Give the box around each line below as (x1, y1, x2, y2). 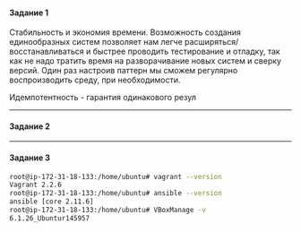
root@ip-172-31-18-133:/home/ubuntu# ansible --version (9, 189, 222, 198)
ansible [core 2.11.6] (9, 197, 94, 206)
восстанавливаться (9, 46, 85, 57)
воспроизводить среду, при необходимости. (9, 74, 181, 85)
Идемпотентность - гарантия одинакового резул (9, 92, 197, 103)
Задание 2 (9, 121, 51, 132)
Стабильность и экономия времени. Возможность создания (9, 27, 242, 38)
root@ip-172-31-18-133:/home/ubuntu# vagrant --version (9, 172, 222, 181)
